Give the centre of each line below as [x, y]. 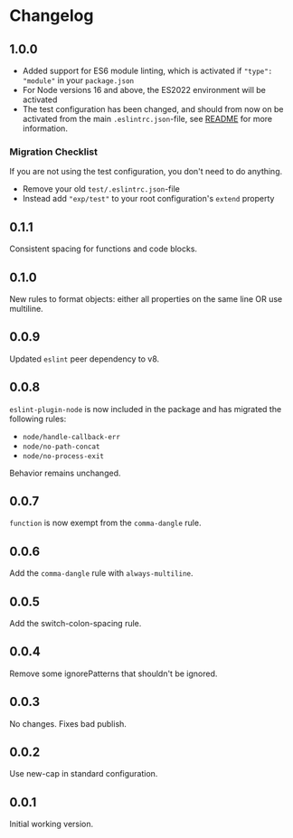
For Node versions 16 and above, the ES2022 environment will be [144, 90]
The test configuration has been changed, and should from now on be [153, 109]
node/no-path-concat [61, 447]
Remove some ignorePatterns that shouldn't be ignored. [113, 673]
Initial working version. [52, 824]
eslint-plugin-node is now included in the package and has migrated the [146, 409]
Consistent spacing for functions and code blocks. [103, 249]
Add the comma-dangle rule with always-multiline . [101, 573]
